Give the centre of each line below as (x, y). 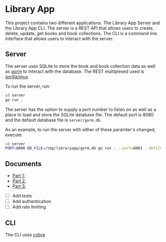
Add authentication (32, 201)
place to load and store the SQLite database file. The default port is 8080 (80, 114)
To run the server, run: (28, 86)
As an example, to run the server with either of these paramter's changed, (80, 129)
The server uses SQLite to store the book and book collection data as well (80, 66)
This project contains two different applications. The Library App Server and (83, 23)
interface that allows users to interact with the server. (59, 39)
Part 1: (19, 176)
